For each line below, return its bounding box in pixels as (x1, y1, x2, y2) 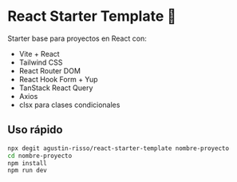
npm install (7, 159, 47, 167)
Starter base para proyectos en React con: (7, 34, 147, 43)
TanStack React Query (18, 83, 93, 93)
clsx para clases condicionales (18, 100, 120, 109)
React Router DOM (18, 65, 81, 75)
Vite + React (18, 49, 61, 58)
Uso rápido (7, 123, 63, 136)
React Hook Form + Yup (18, 74, 98, 84)
